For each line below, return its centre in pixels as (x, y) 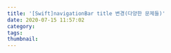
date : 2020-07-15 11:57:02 (46, 20)
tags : (15, 33)
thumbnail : (23, 39)
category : (21, 26)
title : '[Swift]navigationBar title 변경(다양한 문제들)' (86, 13)
